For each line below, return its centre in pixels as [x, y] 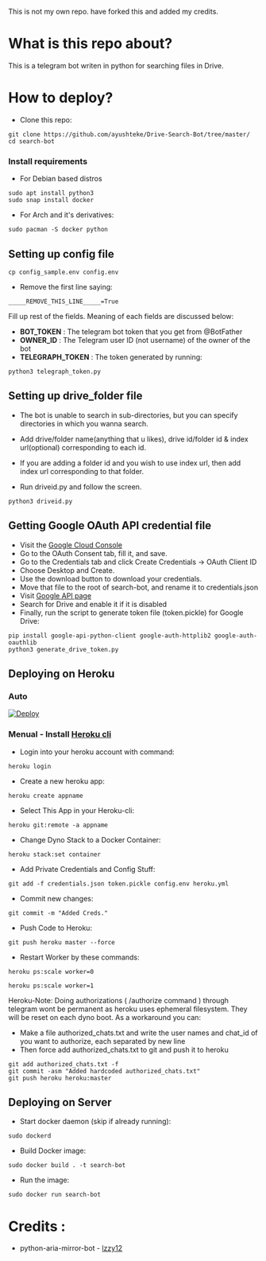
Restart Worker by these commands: [80, 957]
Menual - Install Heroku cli [60, 734]
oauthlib [23, 642]
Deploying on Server [60, 1102]
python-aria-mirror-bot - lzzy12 [71, 1248]
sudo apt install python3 [51, 193]
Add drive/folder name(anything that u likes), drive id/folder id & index [134, 439]
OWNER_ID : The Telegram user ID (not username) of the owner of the [135, 340]
